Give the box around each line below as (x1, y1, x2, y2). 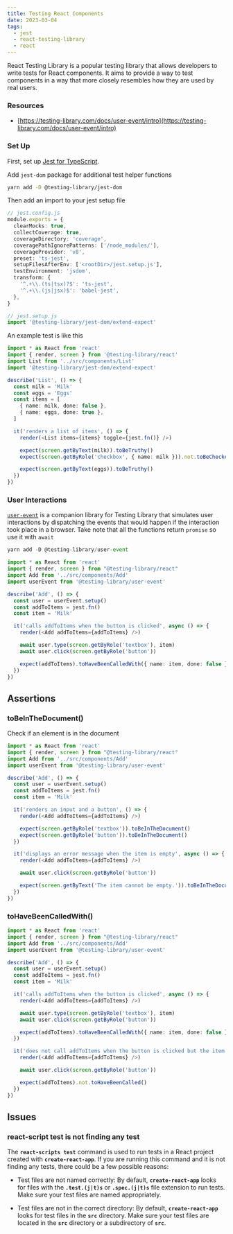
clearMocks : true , (13, 223, 67, 229)
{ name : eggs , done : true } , (19, 409, 104, 416)
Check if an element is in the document (7, 729, 119, 738)
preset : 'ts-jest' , (13, 254, 70, 262)
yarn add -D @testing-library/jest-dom (7, 184, 123, 191)
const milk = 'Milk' (13, 383, 73, 390)
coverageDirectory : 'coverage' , (13, 235, 107, 243)
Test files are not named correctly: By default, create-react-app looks (17, 1176, 217, 1184)
